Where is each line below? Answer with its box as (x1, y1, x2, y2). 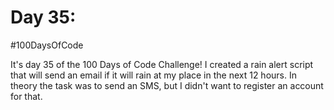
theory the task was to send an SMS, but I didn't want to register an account (10, 79, 324, 91)
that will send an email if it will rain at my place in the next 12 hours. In (10, 69, 297, 81)
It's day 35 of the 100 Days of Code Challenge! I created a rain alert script (10, 58, 314, 70)
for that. (10, 90, 43, 102)
